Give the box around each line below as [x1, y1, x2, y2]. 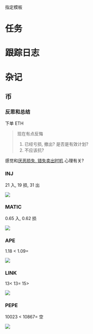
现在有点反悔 [17, 131, 43, 137]
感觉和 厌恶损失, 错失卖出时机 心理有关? [5, 158, 84, 164]
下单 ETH [5, 120, 23, 126]
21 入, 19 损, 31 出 [5, 182, 40, 188]
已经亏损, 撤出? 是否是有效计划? [24, 141, 89, 147]
